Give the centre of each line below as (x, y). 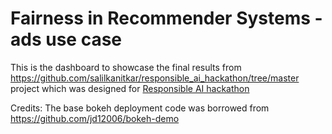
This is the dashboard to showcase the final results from (126, 67)
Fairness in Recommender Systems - (166, 18)
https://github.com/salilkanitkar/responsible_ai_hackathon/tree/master (155, 78)
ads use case (66, 39)
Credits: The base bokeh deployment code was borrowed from (140, 108)
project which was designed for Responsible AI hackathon (130, 88)
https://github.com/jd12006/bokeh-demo (95, 118)
